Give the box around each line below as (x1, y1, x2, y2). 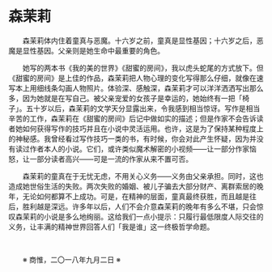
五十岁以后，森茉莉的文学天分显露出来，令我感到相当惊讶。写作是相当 (25, 103, 261, 113)
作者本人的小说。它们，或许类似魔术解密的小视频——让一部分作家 (29, 143, 249, 154)
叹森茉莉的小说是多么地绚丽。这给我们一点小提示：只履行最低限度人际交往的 (8, 211, 264, 221)
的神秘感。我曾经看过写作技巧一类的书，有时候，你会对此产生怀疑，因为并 (8, 134, 257, 143)
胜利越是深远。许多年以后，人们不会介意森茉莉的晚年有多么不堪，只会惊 (22, 202, 264, 211)
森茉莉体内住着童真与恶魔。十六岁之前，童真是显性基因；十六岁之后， (23, 36, 257, 45)
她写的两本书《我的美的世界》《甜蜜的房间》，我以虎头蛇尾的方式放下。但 (23, 62, 264, 73)
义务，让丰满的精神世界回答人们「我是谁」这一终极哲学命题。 (8, 222, 215, 232)
